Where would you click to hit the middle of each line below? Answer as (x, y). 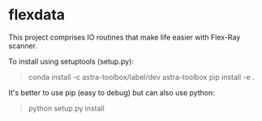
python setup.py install (67, 108)
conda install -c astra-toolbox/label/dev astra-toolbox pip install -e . (142, 77)
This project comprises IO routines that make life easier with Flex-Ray (125, 37)
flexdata (37, 15)
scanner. (23, 45)
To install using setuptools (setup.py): (71, 61)
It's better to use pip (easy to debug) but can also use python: (112, 92)
